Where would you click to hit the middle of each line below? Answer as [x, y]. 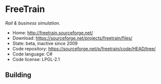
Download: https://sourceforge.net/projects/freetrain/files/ [72, 38]
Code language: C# [32, 54]
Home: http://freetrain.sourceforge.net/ [53, 32]
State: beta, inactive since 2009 [45, 43]
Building [18, 75]
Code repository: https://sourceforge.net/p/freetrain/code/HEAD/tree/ [84, 48]
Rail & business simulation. [33, 23]
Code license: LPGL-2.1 [36, 59]
